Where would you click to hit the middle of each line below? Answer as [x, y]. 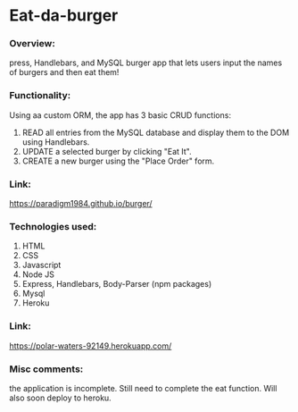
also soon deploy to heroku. [60, 398]
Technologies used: [53, 227]
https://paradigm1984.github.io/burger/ [81, 204]
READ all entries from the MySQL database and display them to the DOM [156, 132]
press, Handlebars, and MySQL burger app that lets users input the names [146, 63]
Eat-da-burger [64, 16]
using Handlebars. [56, 142]
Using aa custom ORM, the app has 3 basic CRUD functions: [120, 115]
